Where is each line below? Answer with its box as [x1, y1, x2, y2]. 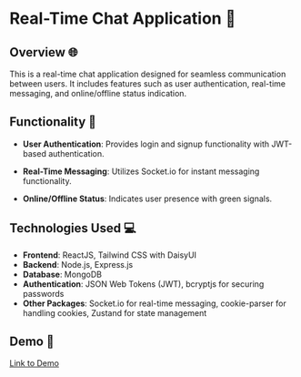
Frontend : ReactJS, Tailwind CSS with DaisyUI [22, 250, 197, 260]
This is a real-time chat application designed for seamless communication [9, 68, 286, 79]
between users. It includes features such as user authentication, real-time [9, 78, 286, 89]
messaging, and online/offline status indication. [9, 88, 187, 98]
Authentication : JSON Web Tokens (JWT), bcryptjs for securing [22, 278, 265, 290]
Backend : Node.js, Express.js [22, 259, 134, 270]
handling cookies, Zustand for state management [22, 307, 207, 318]
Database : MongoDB [22, 269, 103, 280]
